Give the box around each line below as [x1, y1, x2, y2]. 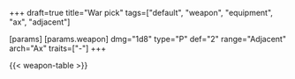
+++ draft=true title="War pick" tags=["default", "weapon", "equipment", [9, 8, 274, 18]
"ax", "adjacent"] [9, 17, 71, 27]
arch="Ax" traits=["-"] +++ [9, 43, 107, 54]
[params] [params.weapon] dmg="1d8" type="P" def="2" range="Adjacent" [9, 34, 287, 44]
